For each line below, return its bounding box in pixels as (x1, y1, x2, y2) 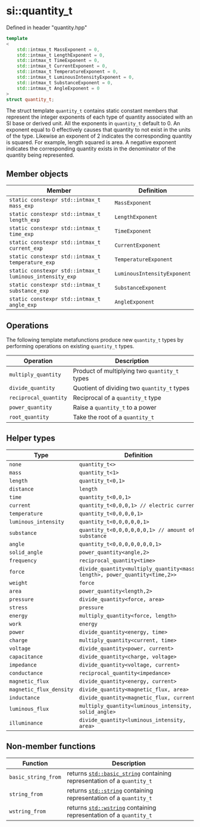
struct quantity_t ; (6, 97, 55, 103)
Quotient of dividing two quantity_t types (73, 384, 190, 392)
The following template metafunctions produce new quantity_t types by (6, 336, 184, 343)
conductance (9, 670, 43, 676)
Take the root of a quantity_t (73, 413, 155, 422)
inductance (9, 694, 40, 701)
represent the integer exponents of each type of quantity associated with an (6, 113, 193, 120)
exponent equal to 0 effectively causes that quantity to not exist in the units (6, 126, 191, 134)
